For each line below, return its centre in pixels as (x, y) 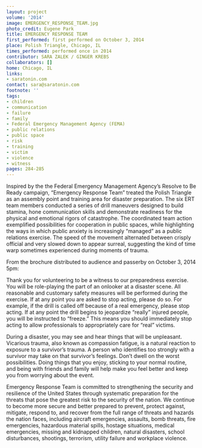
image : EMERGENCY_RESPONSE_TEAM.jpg (52, 23)
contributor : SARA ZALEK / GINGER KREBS (58, 57)
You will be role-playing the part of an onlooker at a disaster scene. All (93, 287)
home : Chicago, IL (29, 68)
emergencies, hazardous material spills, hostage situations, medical (90, 426)
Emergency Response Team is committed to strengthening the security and (100, 387)
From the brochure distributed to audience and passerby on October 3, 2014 (101, 262)
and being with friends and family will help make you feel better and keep (97, 369)
